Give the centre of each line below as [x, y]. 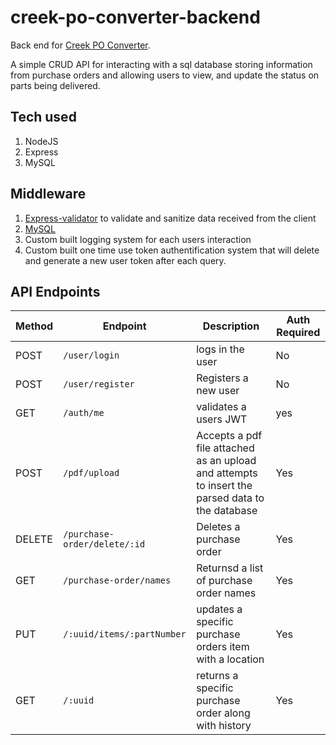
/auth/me [84, 413]
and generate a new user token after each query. [125, 260]
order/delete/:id [104, 544]
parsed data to [230, 498]
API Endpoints [55, 291]
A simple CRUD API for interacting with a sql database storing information [161, 64]
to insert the [224, 486]
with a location [230, 659]
